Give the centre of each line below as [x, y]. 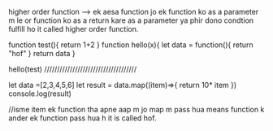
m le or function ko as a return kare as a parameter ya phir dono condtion [131, 20]
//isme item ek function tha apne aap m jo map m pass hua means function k [136, 109]
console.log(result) [40, 94]
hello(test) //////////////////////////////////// [72, 69]
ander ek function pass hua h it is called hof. [82, 118]
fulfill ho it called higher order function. [74, 29]
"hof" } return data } [42, 53]
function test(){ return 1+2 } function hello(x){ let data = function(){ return [131, 45]
